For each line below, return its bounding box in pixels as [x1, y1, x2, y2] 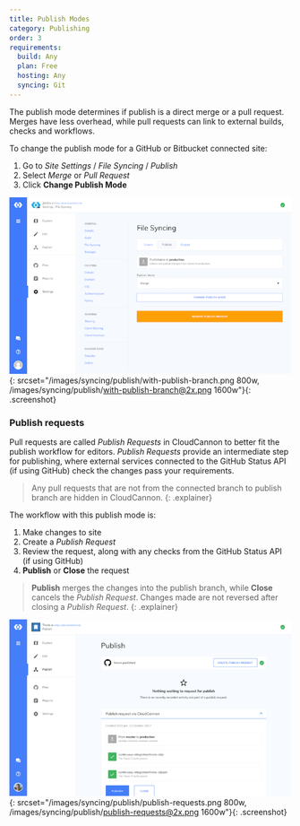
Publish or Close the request [21, 565, 130, 576]
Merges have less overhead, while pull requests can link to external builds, [9, 116, 285, 126]
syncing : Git [17, 81, 66, 90]
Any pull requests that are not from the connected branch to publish [30, 483, 282, 493]
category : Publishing [9, 23, 90, 33]
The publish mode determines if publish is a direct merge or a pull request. [9, 106, 285, 117]
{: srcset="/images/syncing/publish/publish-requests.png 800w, [9, 797, 247, 808]
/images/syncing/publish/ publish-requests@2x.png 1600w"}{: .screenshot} [9, 807, 287, 818]
